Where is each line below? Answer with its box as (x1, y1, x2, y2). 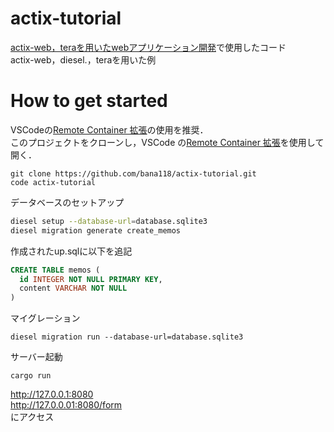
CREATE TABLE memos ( (10, 265, 101, 275)
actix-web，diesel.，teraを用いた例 (10, 53, 157, 66)
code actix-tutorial (10, 177, 97, 187)
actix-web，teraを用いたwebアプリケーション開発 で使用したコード (10, 41, 287, 53)
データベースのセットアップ (10, 196, 125, 208)
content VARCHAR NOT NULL (19, 283, 128, 294)
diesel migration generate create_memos (10, 225, 182, 236)
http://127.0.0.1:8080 (10, 388, 94, 401)
